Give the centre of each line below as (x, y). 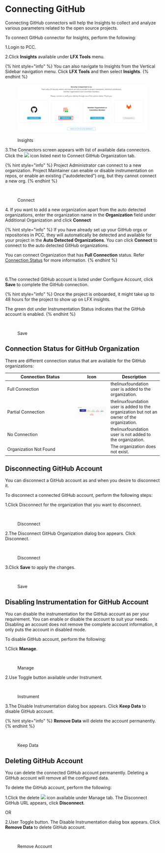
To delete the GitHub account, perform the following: (58, 787)
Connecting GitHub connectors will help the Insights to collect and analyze (81, 23)
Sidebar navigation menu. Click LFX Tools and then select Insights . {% (77, 71)
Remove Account (35, 846)
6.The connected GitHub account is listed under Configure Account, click (79, 279)
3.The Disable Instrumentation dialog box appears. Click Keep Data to (76, 706)
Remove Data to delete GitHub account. (45, 827)
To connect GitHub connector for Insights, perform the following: (71, 37)
